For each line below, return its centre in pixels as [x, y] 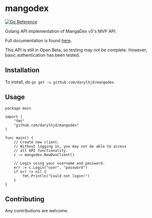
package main [18, 108]
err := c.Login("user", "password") [51, 167]
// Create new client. [37, 142]
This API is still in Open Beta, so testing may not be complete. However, [76, 50]
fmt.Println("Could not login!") [56, 176]
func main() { [19, 138]
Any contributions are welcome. [37, 211]
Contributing [25, 199]
